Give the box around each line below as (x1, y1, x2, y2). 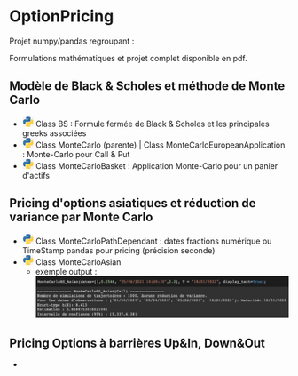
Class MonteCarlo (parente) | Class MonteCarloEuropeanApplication (35, 140, 286, 150)
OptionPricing (9, 6, 114, 27)
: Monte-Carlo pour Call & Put (21, 148, 130, 159)
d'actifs (21, 170, 51, 180)
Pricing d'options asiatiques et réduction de (9, 196, 256, 211)
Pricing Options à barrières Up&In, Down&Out (9, 335, 266, 350)
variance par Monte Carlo (9, 210, 153, 225)
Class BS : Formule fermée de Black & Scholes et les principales (35, 118, 270, 129)
